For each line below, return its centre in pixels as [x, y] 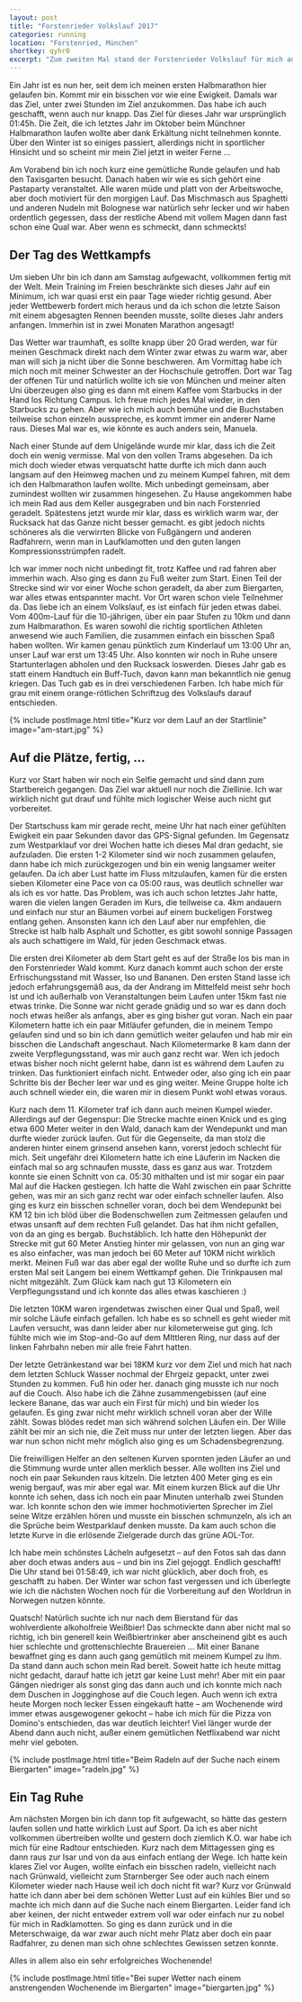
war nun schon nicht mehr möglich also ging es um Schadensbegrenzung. [147, 1441]
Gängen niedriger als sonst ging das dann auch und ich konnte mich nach [146, 1684]
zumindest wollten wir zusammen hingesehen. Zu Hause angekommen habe [151, 494]
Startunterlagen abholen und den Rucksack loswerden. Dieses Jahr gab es [148, 664]
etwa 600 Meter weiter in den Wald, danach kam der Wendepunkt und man [148, 1128]
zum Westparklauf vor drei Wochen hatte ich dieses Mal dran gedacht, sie [146, 845]
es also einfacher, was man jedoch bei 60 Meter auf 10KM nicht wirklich [142, 1253]
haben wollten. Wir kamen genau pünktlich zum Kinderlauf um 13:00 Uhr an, [151, 645]
